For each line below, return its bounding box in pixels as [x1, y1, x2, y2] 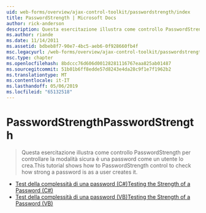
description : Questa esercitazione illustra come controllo [6, 26, 164, 33]
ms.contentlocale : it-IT [6, 77, 70, 83]
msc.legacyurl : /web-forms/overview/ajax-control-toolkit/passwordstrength [6, 49, 204, 55]
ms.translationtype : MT [6, 72, 67, 78]
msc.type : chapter [6, 55, 53, 61]
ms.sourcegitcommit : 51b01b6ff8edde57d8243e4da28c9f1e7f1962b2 [6, 66, 172, 72]
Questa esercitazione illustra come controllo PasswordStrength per [21, 149, 191, 156]
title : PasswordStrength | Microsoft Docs [6, 15, 116, 21]
